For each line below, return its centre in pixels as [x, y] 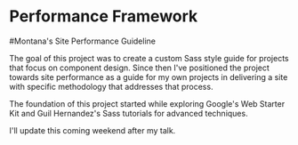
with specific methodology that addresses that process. [111, 86]
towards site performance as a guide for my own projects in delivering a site [149, 77]
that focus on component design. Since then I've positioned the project [139, 68]
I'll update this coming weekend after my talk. [93, 130]
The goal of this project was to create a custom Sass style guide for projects [149, 58]
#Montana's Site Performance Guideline [82, 41]
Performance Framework [104, 16]
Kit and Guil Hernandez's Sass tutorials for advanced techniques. [129, 113]
